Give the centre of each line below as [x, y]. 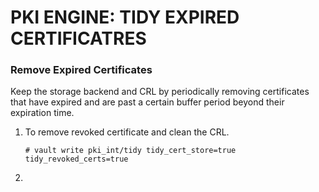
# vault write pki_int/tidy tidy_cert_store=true [130, 151]
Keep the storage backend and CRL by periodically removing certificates [160, 92]
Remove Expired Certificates [81, 70]
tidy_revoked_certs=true [76, 159]
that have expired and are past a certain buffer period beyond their [147, 102]
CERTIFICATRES [78, 38]
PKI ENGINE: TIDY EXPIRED [125, 17]
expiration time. [42, 113]
